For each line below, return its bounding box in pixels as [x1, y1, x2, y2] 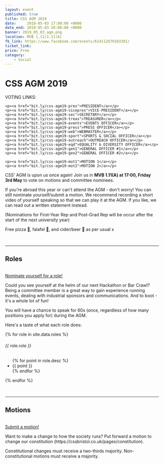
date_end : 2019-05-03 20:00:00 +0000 [5, 25, 82, 30]
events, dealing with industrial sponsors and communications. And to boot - [5, 293, 158, 298]
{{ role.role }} [5, 342, 32, 348]
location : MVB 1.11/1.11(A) [5, 35, 62, 40]
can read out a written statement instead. [5, 202, 88, 208]
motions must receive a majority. [33, 453, 99, 459]
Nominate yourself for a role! [5, 273, 63, 278]
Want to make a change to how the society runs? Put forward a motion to [5, 433, 152, 440]
